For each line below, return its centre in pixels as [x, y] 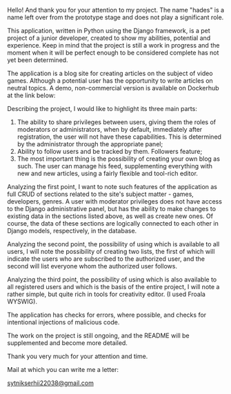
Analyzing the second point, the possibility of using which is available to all [113, 244]
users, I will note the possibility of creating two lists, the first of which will [111, 252]
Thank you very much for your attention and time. [78, 356]
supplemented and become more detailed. [67, 343]
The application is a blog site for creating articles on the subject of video [110, 73]
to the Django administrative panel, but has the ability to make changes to [111, 209]
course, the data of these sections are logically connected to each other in [113, 223]
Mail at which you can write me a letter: [63, 370]
